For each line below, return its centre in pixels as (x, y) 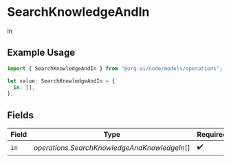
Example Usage (41, 53)
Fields (21, 115)
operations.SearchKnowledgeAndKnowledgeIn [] (112, 147)
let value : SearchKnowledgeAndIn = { (61, 81)
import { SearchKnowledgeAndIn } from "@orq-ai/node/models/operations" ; (115, 68)
